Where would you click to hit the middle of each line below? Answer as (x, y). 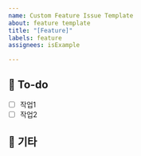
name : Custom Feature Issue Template (71, 16)
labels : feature (35, 38)
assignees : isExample (44, 45)
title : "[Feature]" (41, 30)
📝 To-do (28, 84)
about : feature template (49, 23)
